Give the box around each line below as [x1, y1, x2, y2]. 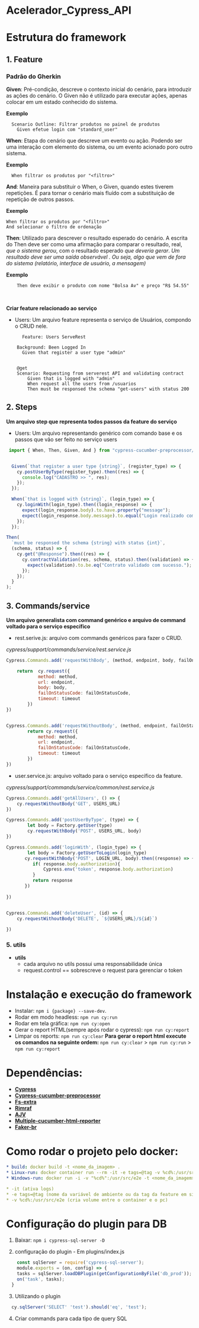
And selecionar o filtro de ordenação [6, 224, 102, 230]
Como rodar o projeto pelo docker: [6, 1144, 179, 1158]
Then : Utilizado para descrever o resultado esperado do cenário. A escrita [6, 234, 188, 241]
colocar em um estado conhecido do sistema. [6, 99, 118, 106]
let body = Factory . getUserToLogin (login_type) [27, 850, 147, 856]
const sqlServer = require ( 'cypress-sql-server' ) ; [17, 1260, 145, 1266]
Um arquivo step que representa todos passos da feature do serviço [6, 417, 177, 425]
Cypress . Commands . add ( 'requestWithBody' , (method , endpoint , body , [6, 657, 176, 663]
